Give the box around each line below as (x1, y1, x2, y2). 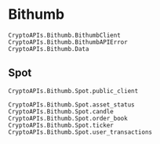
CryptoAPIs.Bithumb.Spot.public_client (8, 87, 139, 95)
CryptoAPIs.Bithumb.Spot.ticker (8, 121, 114, 129)
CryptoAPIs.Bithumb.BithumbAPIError (8, 38, 128, 46)
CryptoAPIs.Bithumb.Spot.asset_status (8, 100, 135, 109)
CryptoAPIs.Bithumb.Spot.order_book (8, 114, 128, 122)
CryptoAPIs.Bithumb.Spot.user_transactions (8, 128, 153, 136)
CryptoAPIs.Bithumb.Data (8, 45, 89, 52)
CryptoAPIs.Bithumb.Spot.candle (8, 107, 114, 115)
